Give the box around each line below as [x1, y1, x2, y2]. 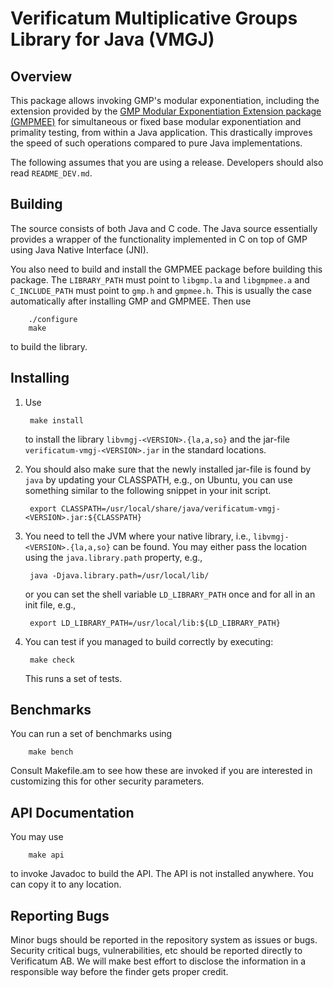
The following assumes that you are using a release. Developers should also [10, 157, 324, 168]
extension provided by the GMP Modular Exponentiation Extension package [10, 105, 322, 117]
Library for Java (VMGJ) [10, 28, 215, 51]
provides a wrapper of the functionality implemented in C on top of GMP [10, 233, 308, 245]
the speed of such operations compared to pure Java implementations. [10, 137, 303, 149]
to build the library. [10, 340, 88, 352]
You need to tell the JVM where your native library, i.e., [24, 530, 252, 542]
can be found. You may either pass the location [112, 540, 308, 552]
